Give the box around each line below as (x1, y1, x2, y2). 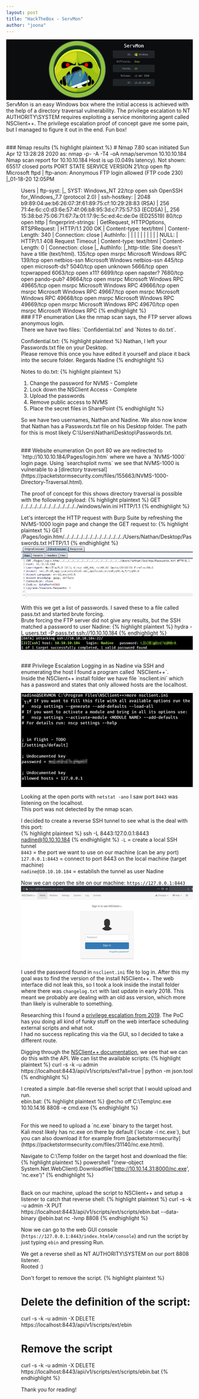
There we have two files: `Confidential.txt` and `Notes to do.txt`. (21, 326, 176, 333)
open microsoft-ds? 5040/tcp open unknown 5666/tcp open (21, 263, 169, 270)
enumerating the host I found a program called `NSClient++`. (21, 669, 169, 676)
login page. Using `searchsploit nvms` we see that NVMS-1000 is (21, 460, 179, 467)
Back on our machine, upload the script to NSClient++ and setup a (21, 1190, 183, 1197)
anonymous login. (21, 320, 65, 327)
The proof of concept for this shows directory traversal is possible (21, 490, 182, 497)
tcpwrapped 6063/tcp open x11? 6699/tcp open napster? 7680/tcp (21, 269, 184, 277)
